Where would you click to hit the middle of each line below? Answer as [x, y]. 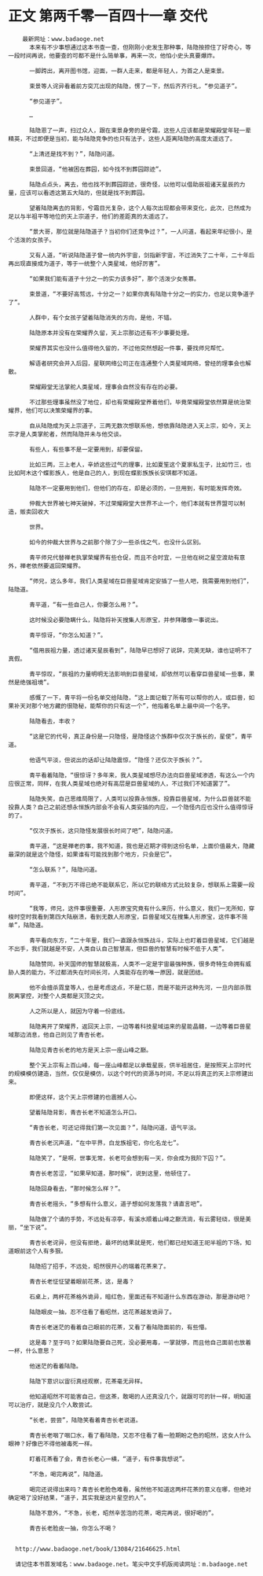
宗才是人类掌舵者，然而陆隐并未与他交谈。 [67, 434]
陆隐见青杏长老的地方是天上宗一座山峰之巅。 [90, 1050]
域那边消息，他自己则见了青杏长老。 [58, 1035]
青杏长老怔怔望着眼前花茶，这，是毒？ [82, 1281]
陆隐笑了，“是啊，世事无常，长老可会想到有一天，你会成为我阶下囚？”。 [129, 1158]
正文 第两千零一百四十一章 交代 [108, 16]
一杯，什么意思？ [32, 1351]
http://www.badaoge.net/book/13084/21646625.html [98, 1549]
